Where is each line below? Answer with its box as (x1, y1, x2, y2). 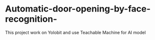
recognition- (5, 13, 57, 25)
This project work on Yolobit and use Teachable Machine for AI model (5, 29, 146, 35)
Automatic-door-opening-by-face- (5, 3, 151, 14)
